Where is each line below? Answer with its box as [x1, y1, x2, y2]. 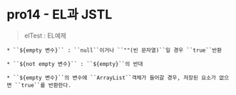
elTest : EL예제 [24, 31, 67, 40]
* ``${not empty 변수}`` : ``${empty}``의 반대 [6, 60, 143, 67]
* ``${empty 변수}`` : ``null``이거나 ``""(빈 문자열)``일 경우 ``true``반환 [6, 47, 222, 54]
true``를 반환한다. [21, 82, 72, 89]
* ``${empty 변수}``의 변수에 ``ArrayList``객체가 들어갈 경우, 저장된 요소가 [6, 74, 217, 82]
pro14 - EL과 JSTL [6, 6, 113, 23]
